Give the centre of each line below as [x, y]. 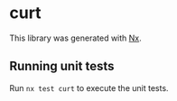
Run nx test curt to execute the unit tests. [89, 87]
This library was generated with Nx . [75, 38]
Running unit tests [62, 66]
